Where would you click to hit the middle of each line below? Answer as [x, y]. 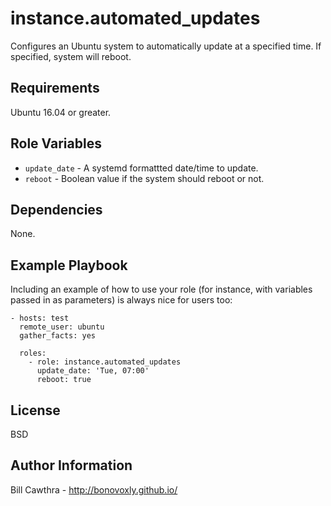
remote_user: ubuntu [62, 327]
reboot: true [64, 380]
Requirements [55, 88]
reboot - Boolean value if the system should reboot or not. [144, 178]
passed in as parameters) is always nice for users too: [121, 300]
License [35, 410]
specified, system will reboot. [71, 56]
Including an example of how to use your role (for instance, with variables [161, 289]
